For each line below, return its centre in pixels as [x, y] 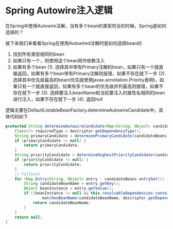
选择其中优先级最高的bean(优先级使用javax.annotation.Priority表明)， [86, 80]
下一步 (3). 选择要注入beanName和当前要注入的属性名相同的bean [96, 93]
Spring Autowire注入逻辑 [59, 11]
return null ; [29, 217]
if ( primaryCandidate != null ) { [50, 140]
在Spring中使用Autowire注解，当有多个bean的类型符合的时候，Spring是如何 [86, 26]
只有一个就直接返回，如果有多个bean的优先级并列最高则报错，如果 [88, 86]
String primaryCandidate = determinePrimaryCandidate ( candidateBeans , [92, 136]
